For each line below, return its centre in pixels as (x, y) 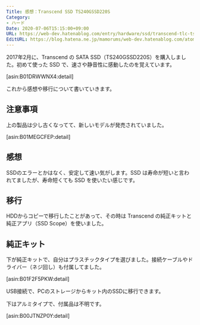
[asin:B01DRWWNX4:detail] (40, 76)
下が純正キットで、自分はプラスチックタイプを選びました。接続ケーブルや (97, 259)
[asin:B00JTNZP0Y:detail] (38, 316)
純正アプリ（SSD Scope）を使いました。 (57, 224)
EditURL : (17, 39)
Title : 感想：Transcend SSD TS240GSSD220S (58, 12)
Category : (18, 17)
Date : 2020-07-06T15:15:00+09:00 (48, 28)
